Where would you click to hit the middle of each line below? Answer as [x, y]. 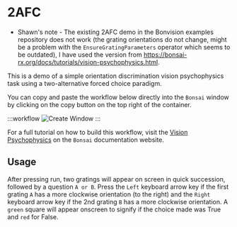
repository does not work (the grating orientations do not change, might [122, 39]
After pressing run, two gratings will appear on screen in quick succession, [116, 179]
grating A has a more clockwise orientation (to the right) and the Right [109, 194]
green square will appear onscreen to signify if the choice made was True [114, 209]
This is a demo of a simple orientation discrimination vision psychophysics [116, 76]
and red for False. [33, 216]
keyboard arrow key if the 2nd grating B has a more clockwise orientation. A [118, 201]
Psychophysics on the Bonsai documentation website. [86, 140]
